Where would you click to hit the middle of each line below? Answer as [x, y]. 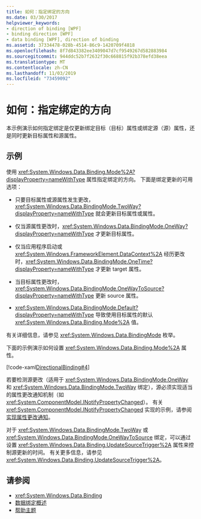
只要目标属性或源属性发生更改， [54, 199]
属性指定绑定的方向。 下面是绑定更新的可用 [140, 179]
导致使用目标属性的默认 [124, 314]
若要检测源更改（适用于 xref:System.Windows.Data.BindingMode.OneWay [97, 379]
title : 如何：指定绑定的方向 [38, 12]
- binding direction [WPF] [40, 34]
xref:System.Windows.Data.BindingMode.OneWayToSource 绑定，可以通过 [99, 437]
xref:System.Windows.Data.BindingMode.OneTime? [89, 261]
